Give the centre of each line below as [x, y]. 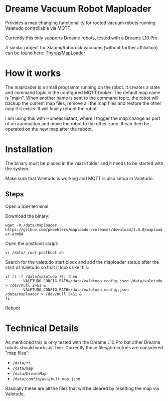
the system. [17, 169]
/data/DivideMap [29, 374]
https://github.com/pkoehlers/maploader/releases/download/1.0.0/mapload [84, 229]
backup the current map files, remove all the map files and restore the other [83, 103]
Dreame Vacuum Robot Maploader [78, 9]
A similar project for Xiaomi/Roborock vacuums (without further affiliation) [81, 47]
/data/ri [22, 363]
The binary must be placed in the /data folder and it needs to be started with [84, 163]
